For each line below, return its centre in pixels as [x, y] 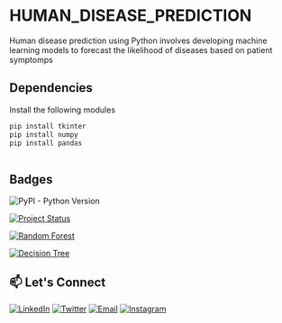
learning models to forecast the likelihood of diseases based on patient [141, 49]
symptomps [32, 59]
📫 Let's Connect [58, 283]
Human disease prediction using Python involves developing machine [138, 40]
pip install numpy [44, 135]
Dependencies [51, 88]
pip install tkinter [48, 126]
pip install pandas [46, 143]
